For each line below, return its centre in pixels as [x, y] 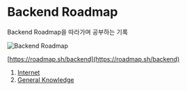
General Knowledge [46, 79]
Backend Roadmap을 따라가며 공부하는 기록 [68, 32]
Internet [29, 72]
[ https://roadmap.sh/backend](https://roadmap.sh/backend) [93, 59]
